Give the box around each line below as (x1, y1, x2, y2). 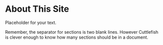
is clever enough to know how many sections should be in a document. (5, 34, 148, 40)
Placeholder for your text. (5, 20, 57, 25)
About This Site (5, 3, 70, 15)
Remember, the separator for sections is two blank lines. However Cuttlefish (5, 29, 159, 35)
